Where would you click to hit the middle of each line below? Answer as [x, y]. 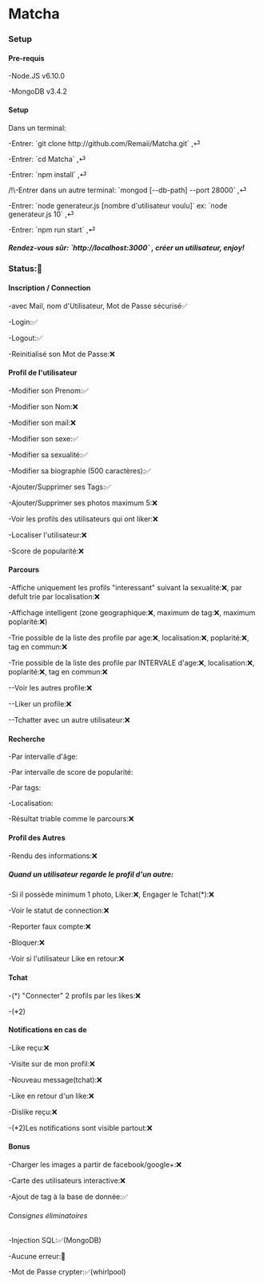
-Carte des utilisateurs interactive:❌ [67, 1181]
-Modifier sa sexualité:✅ [48, 455]
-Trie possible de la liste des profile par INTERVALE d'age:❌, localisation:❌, [131, 663]
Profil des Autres [37, 837]
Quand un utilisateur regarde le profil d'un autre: [91, 874]
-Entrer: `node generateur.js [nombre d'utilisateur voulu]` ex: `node [118, 205]
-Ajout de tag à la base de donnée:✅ [68, 1197]
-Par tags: [25, 788]
